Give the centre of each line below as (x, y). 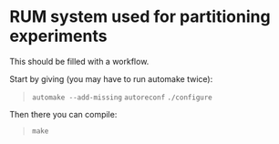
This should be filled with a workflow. (79, 61)
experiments (58, 36)
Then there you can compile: (63, 114)
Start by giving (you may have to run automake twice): (111, 78)
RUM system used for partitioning (140, 17)
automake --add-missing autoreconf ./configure (122, 98)
